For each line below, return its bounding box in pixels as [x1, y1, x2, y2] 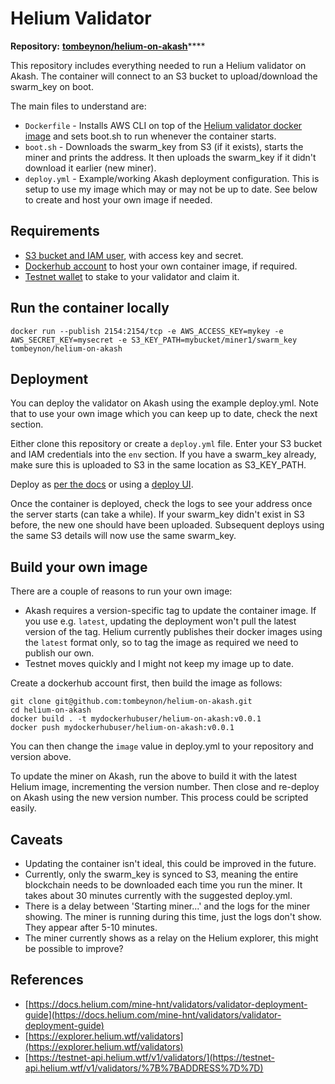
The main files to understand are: [10, 100, 147, 112]
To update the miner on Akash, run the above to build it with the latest [10, 770, 298, 782]
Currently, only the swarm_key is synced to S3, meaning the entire [24, 868, 299, 880]
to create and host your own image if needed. [24, 193, 213, 206]
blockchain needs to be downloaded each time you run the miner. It [24, 879, 303, 891]
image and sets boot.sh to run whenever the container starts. [24, 130, 277, 142]
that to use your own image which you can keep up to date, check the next [10, 408, 318, 420]
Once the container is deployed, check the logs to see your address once [10, 498, 313, 510]
